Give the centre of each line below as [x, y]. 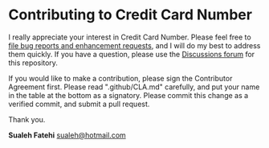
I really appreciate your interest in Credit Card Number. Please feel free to [130, 37]
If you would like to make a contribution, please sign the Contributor [120, 78]
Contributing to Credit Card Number [130, 15]
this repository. [33, 63]
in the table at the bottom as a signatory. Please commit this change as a [128, 95]
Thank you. [27, 119]
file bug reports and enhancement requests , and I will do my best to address [134, 45]
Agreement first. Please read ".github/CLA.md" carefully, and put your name [134, 87]
